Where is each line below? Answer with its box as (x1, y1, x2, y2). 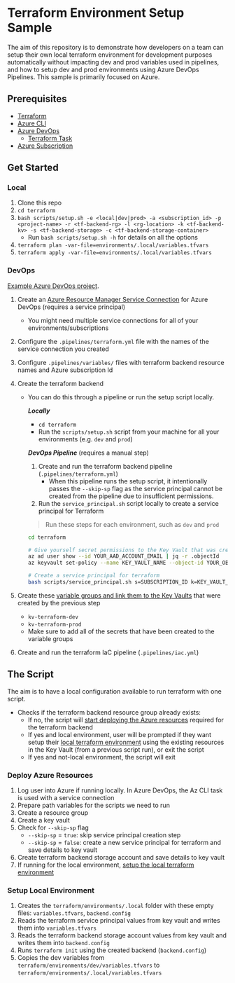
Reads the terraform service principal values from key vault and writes (17, 916, 220, 925)
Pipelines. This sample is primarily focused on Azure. (7, 72, 160, 81)
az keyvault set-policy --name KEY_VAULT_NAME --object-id (27, 559, 204, 567)
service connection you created (17, 345, 110, 353)
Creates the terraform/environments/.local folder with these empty (17, 902, 215, 910)
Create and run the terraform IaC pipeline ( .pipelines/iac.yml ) (17, 648, 199, 657)
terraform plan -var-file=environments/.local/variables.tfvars (17, 242, 209, 249)
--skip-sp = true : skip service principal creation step (27, 831, 181, 839)
